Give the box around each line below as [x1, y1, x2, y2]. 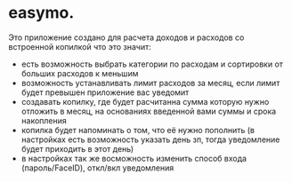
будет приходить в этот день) [20, 143, 134, 154]
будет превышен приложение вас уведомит [20, 87, 190, 98]
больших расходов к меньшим [20, 67, 139, 78]
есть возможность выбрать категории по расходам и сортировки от [20, 59, 284, 69]
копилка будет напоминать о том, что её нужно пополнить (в [20, 124, 255, 135]
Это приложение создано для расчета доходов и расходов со [8, 32, 245, 43]
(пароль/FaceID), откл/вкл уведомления [20, 162, 174, 173]
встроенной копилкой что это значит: [8, 41, 152, 51]
